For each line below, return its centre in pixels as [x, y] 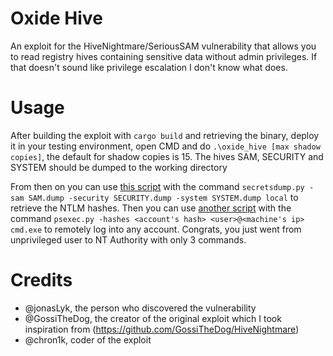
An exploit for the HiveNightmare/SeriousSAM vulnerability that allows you [163, 46]
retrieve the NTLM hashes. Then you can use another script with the [151, 208]
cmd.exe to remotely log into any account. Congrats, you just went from [156, 229]
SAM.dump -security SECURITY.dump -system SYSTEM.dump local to [163, 197]
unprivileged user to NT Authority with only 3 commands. [128, 239]
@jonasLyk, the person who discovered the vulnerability [140, 308]
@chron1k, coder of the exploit [88, 339]
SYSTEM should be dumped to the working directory [119, 167]
